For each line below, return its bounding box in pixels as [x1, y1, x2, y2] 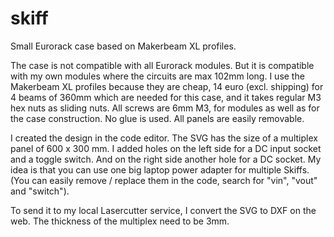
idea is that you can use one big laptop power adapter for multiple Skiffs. [10, 163, 310, 176]
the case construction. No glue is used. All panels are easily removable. [10, 112, 305, 124]
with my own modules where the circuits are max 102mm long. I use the [10, 70, 305, 82]
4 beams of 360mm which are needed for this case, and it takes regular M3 [10, 91, 322, 103]
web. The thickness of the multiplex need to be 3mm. [10, 215, 230, 227]
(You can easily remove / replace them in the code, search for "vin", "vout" [10, 174, 318, 186]
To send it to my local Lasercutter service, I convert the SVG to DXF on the [10, 204, 317, 216]
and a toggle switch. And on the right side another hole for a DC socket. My [10, 153, 322, 165]
